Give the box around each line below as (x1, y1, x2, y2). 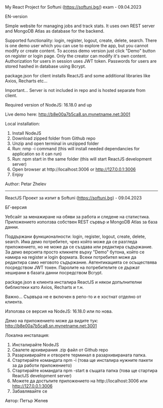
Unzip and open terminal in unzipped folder (12, 141, 99, 146)
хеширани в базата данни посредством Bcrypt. (5, 270, 103, 275)
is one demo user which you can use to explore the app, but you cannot (5, 43, 149, 48)
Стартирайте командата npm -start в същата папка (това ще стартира (12, 368, 158, 373)
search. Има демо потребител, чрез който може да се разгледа (5, 239, 137, 245)
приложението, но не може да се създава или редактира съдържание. (5, 244, 153, 249)
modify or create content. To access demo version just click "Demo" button (5, 48, 156, 53)
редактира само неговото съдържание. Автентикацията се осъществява (5, 260, 157, 265)
